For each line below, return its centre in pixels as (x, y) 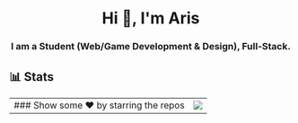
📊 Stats (32, 77)
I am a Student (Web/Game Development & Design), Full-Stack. (151, 47)
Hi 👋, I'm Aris (151, 18)
